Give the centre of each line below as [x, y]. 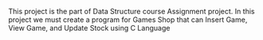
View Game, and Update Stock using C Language [89, 28]
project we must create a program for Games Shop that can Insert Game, [128, 20]
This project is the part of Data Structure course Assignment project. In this [131, 11]
